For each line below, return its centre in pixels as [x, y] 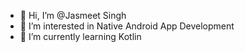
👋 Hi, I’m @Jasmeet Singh [73, 15]
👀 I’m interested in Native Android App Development [127, 26]
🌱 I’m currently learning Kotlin [80, 36]
